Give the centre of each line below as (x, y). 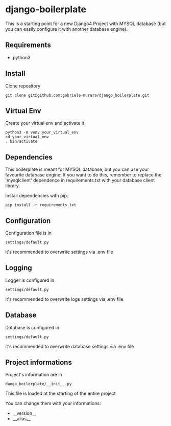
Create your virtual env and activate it (45, 123)
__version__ (25, 413)
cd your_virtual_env (27, 137)
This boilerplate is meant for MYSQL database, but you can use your (77, 169)
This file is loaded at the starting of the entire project (60, 394)
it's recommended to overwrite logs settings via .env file (64, 299)
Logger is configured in (30, 280)
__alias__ (22, 419)
